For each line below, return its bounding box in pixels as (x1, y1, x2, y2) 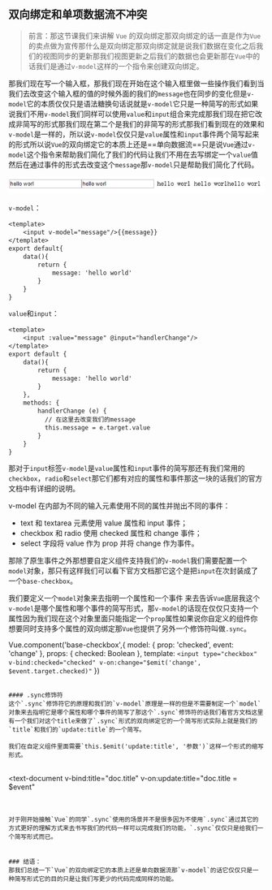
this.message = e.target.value (44, 424, 151, 432)
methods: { (23, 399, 60, 408)
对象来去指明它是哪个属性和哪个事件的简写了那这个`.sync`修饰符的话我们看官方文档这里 (8, 709, 264, 717)
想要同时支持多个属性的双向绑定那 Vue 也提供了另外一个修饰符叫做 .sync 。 (8, 624, 252, 633)
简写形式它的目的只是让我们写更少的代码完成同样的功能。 (14, 875, 178, 884)
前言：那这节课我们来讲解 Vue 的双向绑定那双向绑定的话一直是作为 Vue (28, 31, 261, 41)
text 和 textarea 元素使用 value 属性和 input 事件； (19, 518, 188, 528)
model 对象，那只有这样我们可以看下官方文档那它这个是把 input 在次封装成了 (8, 566, 258, 576)
